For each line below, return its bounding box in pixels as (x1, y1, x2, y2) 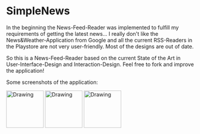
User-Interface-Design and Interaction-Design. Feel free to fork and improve (6, 61, 194, 68)
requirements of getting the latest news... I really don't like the (6, 30, 159, 37)
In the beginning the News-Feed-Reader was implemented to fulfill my (6, 24, 179, 31)
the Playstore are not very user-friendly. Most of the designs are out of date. (6, 43, 194, 50)
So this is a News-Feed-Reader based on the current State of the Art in (6, 54, 181, 61)
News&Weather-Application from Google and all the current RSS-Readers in (6, 36, 193, 43)
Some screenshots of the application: (6, 79, 99, 86)
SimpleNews (6, 4, 70, 18)
